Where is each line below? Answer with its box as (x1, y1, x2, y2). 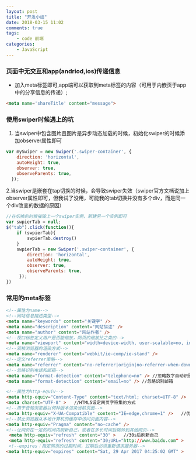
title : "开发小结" (6, 14, 48, 20)
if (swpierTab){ (16, 230, 57, 236)
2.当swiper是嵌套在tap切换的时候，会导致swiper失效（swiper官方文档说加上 (6, 187, 190, 194)
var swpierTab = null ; (6, 219, 61, 225)
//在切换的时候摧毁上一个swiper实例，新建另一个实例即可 (6, 214, 127, 219)
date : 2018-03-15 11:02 (6, 19, 64, 25)
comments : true (6, 25, 43, 31)
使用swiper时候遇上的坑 (6, 115, 74, 123)
